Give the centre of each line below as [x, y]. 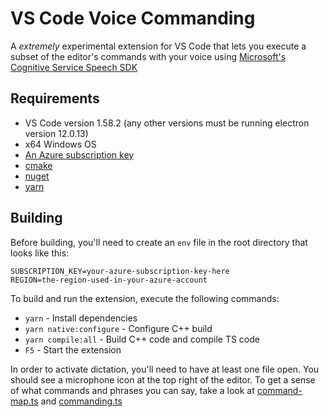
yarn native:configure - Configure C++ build [118, 328]
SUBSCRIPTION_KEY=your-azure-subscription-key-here [120, 271]
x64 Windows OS [60, 144]
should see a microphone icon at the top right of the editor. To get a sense [163, 379]
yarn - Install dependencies [81, 318]
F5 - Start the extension [73, 349]
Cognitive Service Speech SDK [74, 67]
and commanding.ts [81, 401]
